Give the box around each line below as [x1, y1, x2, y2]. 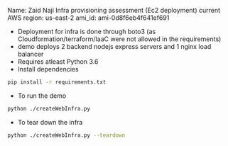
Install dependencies [17, 65, 80, 73]
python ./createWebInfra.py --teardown [7, 131, 126, 139]
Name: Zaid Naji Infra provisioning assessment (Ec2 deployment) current [7, 6, 221, 14]
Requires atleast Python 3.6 [17, 57, 99, 66]
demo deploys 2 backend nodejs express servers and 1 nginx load [17, 43, 212, 50]
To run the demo [17, 91, 67, 100]
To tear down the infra [17, 118, 83, 126]
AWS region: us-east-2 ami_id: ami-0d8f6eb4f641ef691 [7, 13, 170, 22]
